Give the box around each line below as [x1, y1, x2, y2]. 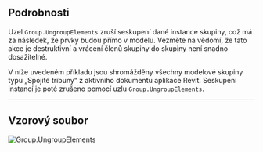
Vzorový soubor [8, 114, 88, 128]
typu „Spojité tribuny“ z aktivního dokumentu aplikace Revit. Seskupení [8, 75, 237, 85]
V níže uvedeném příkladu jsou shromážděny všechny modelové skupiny [8, 67, 243, 77]
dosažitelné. [8, 52, 48, 61]
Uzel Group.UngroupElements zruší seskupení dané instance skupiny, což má [8, 27, 253, 36]
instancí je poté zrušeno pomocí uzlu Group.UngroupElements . [8, 84, 205, 93]
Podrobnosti [8, 6, 70, 20]
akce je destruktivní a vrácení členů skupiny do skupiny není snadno [8, 43, 229, 53]
